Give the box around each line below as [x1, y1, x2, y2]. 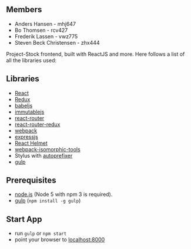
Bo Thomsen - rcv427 [14, 26, 68, 34]
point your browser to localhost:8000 [14, 236, 105, 243]
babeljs [14, 102, 33, 109]
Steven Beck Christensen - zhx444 [14, 39, 100, 46]
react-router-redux [14, 121, 61, 128]
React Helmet [14, 140, 48, 147]
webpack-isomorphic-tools [14, 145, 81, 152]
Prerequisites [6, 175, 56, 185]
